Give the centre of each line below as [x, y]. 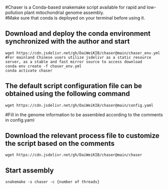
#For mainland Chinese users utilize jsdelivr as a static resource [78, 57]
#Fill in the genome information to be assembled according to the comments [84, 114]
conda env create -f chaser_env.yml [43, 66]
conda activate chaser [29, 70]
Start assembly [30, 170]
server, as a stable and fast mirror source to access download [74, 62]
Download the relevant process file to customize [82, 136]
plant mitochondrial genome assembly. [64, 13]
